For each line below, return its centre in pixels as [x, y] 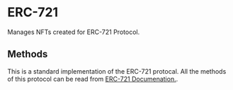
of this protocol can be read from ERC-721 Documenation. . [93, 79]
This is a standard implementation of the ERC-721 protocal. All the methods [117, 71]
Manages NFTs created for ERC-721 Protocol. [74, 32]
